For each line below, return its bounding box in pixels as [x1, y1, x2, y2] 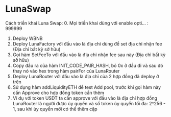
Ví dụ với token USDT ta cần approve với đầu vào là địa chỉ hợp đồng [12, 95, 157, 101]
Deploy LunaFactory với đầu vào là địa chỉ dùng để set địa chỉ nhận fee [12, 40, 162, 46]
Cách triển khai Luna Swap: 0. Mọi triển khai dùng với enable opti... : [5, 20, 149, 26]
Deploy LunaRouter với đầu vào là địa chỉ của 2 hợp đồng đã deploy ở [12, 73, 159, 79]
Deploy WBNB [12, 35, 43, 41]
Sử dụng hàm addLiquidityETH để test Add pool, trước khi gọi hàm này [12, 84, 161, 90]
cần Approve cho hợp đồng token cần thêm [12, 89, 105, 96]
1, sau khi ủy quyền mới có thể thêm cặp [12, 106, 98, 112]
